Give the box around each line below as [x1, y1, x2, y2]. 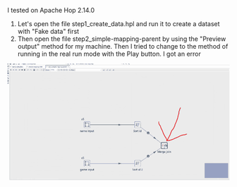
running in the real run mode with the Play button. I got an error [17, 49, 201, 58]
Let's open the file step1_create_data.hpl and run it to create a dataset [17, 20, 220, 28]
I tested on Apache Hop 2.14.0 [7, 6, 95, 14]
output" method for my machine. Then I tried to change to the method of [17, 42, 229, 50]
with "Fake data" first [17, 28, 80, 35]
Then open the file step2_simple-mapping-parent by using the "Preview [17, 35, 226, 43]
